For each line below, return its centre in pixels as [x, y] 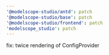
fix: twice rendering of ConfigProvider [53, 45]
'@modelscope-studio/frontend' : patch [54, 23]
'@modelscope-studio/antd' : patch [49, 12]
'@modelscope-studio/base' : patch [49, 17]
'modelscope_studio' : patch [41, 28]
